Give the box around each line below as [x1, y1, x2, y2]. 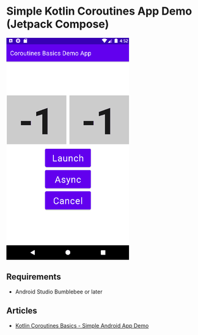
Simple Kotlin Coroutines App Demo [6, 4, 193, 18]
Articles [6, 306, 38, 316]
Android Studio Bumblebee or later [15, 288, 103, 295]
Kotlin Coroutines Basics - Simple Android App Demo [15, 322, 149, 329]
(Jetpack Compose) [6, 17, 109, 31]
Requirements [6, 272, 61, 282]
